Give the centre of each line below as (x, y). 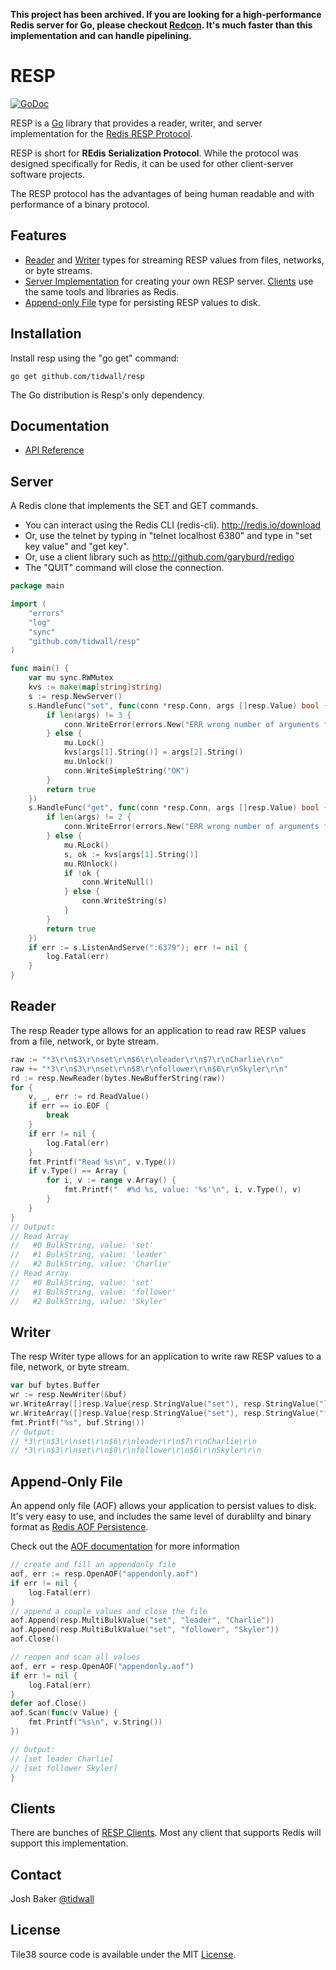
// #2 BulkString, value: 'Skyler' (89, 1301)
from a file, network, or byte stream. (84, 1041)
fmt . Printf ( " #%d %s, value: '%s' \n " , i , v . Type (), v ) (182, 1190)
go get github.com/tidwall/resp (77, 376)
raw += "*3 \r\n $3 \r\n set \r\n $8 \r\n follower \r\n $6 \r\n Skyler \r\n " (149, 1069)
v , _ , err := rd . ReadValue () (89, 1097)
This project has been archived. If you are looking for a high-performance (166, 14)
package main (37, 586)
